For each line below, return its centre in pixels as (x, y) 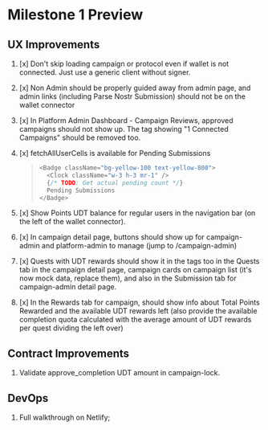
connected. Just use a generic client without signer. (105, 72)
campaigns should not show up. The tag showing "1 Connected (124, 129)
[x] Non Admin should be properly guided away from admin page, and (135, 88)
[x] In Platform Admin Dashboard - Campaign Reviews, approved (126, 121)
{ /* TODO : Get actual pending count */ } (115, 182)
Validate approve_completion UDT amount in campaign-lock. (120, 373)
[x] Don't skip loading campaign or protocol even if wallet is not (124, 63)
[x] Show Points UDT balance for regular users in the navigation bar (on (137, 213)
